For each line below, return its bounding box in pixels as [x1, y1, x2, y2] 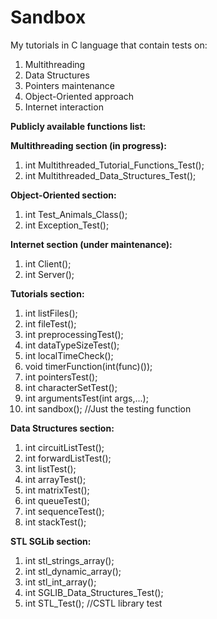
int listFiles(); [24, 307, 78, 319]
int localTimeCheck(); [24, 349, 114, 361]
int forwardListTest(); [24, 452, 112, 464]
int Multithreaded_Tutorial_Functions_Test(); [24, 159, 205, 171]
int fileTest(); [24, 317, 77, 330]
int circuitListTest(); [24, 441, 105, 453]
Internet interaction [24, 101, 104, 113]
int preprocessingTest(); [24, 328, 124, 340]
